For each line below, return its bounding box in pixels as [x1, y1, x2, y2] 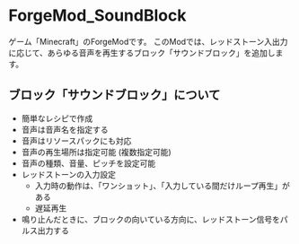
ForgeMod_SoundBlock [8, 5, 187, 26]
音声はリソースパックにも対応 [21, 135, 132, 146]
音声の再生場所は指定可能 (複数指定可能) [21, 146, 171, 157]
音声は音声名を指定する [21, 124, 109, 135]
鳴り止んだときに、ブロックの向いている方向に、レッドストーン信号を [21, 213, 280, 224]
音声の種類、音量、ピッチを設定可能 [21, 158, 156, 169]
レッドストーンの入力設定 [21, 169, 117, 179]
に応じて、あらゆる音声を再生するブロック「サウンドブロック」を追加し [8, 47, 276, 58]
